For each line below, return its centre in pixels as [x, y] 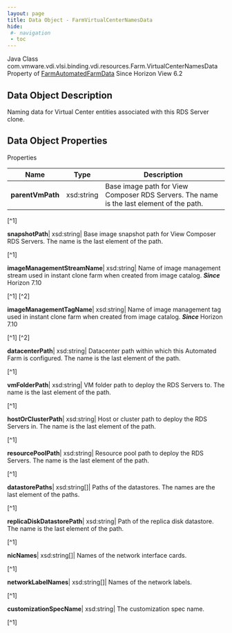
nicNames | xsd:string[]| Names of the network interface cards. [97, 555]
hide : [15, 26]
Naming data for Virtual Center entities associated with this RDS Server [108, 112]
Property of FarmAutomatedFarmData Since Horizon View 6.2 [95, 74]
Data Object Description [60, 95]
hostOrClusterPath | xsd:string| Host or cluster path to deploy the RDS [107, 419]
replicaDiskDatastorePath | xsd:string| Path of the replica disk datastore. [110, 521]
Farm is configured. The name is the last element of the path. [94, 358]
